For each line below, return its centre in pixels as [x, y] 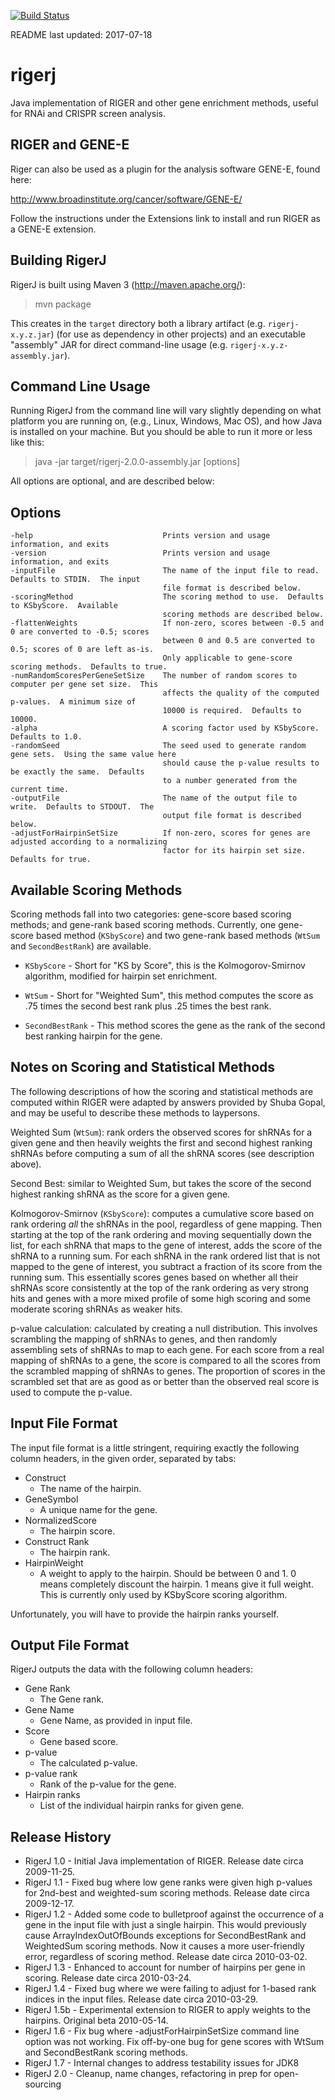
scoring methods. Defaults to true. [89, 667]
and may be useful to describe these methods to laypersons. [135, 1112]
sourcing [43, 2084]
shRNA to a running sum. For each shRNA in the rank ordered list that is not [165, 1256]
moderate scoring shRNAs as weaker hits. [96, 1309]
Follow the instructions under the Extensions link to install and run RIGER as [165, 218]
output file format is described [232, 816]
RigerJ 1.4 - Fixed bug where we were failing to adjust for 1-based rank [170, 1989]
